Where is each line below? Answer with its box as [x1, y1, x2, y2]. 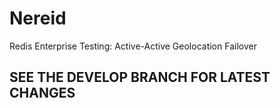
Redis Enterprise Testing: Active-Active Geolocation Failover [9, 40, 257, 52]
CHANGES [9, 85, 76, 102]
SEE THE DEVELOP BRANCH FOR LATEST [9, 69, 271, 86]
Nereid [9, 7, 67, 30]
